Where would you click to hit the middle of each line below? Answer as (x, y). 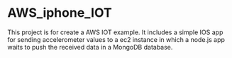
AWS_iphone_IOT (60, 13)
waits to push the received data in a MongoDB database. (90, 47)
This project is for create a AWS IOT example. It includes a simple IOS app (115, 32)
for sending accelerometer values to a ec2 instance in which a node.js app (116, 39)
